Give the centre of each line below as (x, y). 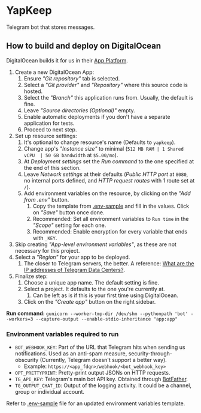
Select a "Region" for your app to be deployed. (72, 257)
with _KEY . (45, 238)
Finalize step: (31, 276)
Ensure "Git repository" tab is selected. (72, 78)
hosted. (33, 91)
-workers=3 (20, 319)
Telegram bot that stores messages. (51, 27)
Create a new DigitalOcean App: (54, 72)
